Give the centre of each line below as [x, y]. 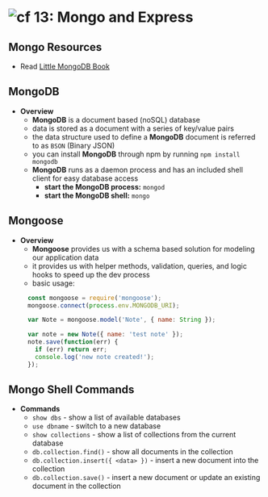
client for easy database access [85, 178]
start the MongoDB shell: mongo [97, 195]
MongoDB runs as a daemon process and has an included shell [138, 169]
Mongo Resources [55, 47]
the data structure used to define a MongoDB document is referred [144, 136]
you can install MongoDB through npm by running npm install [136, 154]
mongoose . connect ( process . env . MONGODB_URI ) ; [104, 305]
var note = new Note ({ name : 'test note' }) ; [106, 335]
